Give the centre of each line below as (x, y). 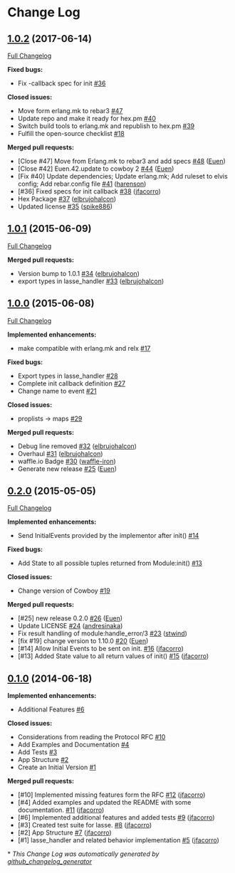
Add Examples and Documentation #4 (73, 745)
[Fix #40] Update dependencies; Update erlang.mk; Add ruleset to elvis (122, 176)
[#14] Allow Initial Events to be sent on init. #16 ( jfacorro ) (100, 649)
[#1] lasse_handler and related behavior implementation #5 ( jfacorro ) (118, 840)
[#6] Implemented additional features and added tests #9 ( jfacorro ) (116, 818)
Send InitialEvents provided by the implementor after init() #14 (108, 536)
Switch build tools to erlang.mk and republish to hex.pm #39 (106, 126)
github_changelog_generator (50, 862)
